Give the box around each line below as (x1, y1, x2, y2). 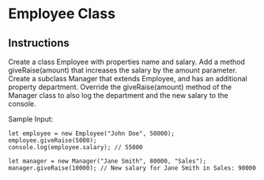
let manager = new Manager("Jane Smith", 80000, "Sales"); (8, 157, 207, 165)
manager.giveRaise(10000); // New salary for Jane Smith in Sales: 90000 (8, 164, 257, 172)
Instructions (8, 36, 70, 50)
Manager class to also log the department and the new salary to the (8, 91, 228, 99)
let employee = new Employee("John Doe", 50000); (8, 129, 175, 137)
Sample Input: (8, 114, 54, 123)
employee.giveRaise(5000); (8, 137, 97, 144)
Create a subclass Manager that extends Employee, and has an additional (8, 74, 247, 83)
